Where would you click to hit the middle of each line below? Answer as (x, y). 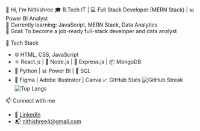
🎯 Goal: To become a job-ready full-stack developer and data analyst (91, 31)
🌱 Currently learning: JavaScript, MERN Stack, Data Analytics (82, 25)
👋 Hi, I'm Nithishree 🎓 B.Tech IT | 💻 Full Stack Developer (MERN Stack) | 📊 (100, 10)
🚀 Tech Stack (22, 43)
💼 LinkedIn (27, 114)
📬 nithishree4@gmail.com (48, 121)
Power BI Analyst (27, 18)
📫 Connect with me (30, 101)
